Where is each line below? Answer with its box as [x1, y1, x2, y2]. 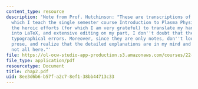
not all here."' [11, 47, 51, 53]
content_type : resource [6, 8, 65, 15]
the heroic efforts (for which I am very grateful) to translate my [11, 25, 183, 31]
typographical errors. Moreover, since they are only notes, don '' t [11, 36, 183, 42]
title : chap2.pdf [6, 69, 49, 74]
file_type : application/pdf [6, 57, 75, 63]
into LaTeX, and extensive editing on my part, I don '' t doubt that [11, 30, 183, 36]
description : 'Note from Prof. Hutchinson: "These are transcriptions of [6, 14, 192, 20]
